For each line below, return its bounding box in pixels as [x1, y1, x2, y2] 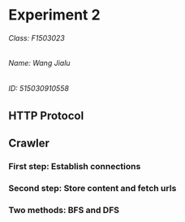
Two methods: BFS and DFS [8, 204, 120, 215]
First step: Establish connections [8, 160, 141, 172]
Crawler [8, 137, 50, 150]
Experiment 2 [8, 6, 101, 24]
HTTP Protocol [8, 108, 84, 123]
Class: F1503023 [8, 33, 65, 42]
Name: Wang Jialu [8, 59, 71, 68]
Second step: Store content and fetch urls [8, 182, 177, 194]
